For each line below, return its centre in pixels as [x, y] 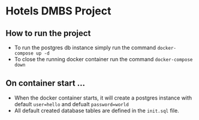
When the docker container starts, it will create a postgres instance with [103, 98]
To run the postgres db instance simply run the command [85, 47]
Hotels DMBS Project [58, 11]
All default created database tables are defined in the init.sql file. [97, 110]
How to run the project [48, 33]
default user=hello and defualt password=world [72, 104]
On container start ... [45, 83]
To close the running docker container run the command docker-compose [103, 59]
